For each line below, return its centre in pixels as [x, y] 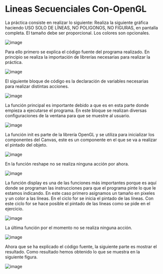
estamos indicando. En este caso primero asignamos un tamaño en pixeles [80, 193]
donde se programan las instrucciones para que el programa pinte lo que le [81, 188]
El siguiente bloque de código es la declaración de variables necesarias [77, 81]
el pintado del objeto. [26, 145]
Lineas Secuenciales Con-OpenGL [76, 9]
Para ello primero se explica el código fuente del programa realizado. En [77, 52]
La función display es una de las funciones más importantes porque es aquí [81, 183]
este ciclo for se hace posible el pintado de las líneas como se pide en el [78, 203]
